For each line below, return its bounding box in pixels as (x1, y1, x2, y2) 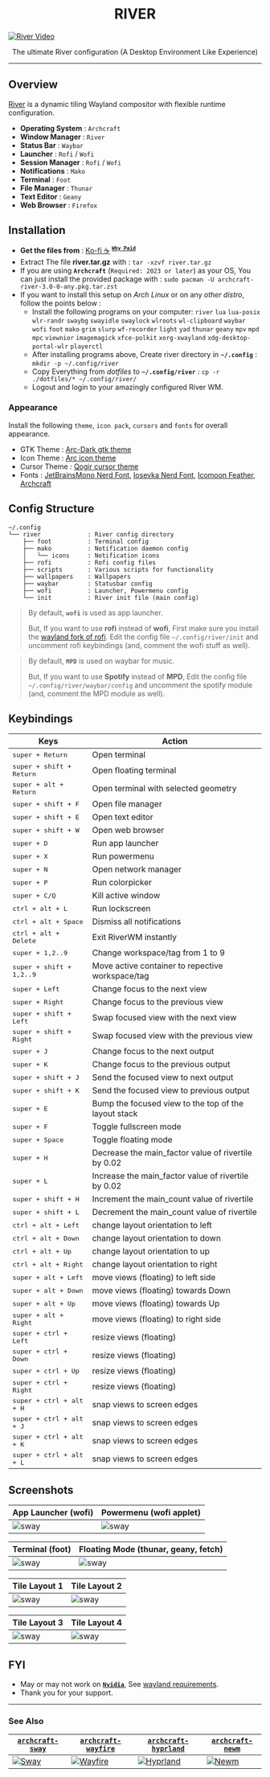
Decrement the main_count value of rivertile (92, 1207, 257, 1218)
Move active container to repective (92, 960, 223, 971)
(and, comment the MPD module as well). (27, 688, 166, 698)
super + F (12, 1122, 48, 1131)
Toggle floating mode (92, 1135, 173, 1146)
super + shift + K (12, 1086, 80, 1094)
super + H (12, 1153, 48, 1162)
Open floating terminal (92, 765, 177, 776)
